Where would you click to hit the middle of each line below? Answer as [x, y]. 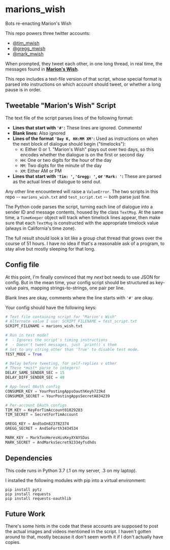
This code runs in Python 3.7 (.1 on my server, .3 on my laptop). [71, 470]
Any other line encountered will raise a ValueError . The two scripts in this [82, 191]
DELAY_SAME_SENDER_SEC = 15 [35, 373]
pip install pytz [24, 490]
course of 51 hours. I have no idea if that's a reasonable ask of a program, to [85, 243]
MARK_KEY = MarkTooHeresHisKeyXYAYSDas [47, 438]
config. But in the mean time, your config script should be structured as [80, 282]
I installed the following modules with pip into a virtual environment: [76, 480]
